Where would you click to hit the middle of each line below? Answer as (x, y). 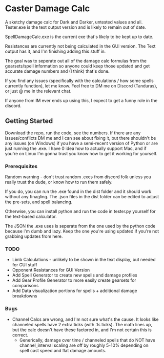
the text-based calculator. (31, 217)
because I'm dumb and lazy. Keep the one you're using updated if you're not (82, 231)
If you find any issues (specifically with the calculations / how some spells (79, 81)
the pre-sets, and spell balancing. (39, 202)
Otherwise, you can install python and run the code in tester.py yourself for (81, 211)
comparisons (25, 286)
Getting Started (29, 121)
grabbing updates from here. (34, 236)
